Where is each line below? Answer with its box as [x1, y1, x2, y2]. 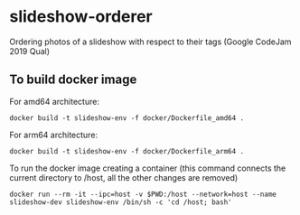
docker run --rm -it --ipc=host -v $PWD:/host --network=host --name [9, 190, 277, 199]
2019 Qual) [9, 45, 51, 56]
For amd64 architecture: [9, 96, 99, 107]
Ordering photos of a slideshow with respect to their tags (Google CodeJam [9, 36, 292, 47]
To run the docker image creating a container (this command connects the [9, 163, 286, 173]
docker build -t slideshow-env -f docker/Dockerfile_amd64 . [9, 113, 245, 123]
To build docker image [9, 72, 137, 88]
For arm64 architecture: [9, 129, 98, 140]
